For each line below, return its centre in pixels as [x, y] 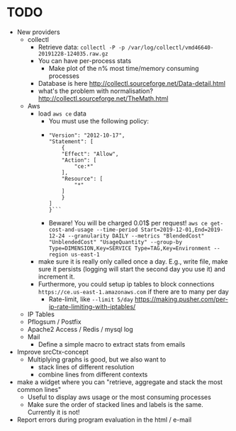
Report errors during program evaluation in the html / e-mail [104, 420]
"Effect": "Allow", [90, 154]
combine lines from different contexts [93, 374]
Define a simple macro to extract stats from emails [112, 344]
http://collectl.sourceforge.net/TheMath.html [103, 98]
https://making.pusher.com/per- [181, 299]
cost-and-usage [71, 230]
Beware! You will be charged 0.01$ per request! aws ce [128, 223]
